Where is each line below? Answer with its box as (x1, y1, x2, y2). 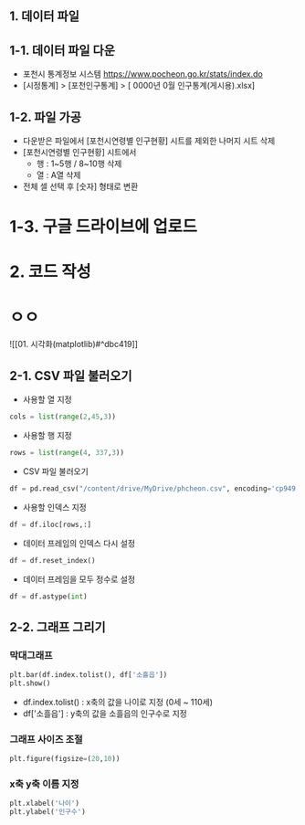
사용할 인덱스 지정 (22, 502, 87, 513)
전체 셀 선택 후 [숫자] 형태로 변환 (22, 181, 139, 192)
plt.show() (9, 679, 51, 688)
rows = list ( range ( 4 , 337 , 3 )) (9, 449, 125, 458)
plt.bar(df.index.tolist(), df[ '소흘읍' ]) (9, 671, 168, 680)
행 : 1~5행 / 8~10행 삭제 (36, 158, 122, 169)
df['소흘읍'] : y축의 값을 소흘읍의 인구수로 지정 (22, 707, 187, 719)
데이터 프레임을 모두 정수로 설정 (22, 574, 135, 585)
